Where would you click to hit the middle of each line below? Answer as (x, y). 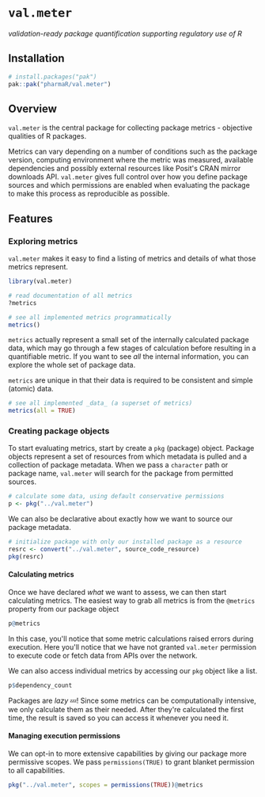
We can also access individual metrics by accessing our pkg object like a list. (133, 670)
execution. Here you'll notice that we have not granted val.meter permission (132, 646)
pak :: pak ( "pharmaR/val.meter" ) (60, 84)
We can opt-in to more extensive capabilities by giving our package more (127, 753)
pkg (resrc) (26, 556)
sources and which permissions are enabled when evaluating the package (129, 185)
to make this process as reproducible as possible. (89, 194)
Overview (33, 109)
